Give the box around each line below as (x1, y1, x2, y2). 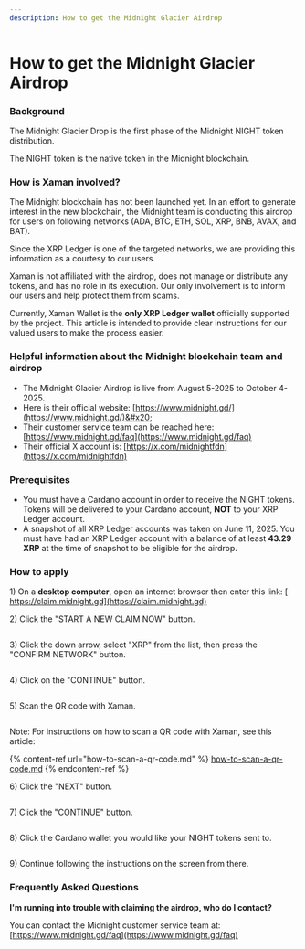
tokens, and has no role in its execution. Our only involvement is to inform (9, 281, 286, 292)
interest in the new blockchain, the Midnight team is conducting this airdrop (9, 207, 293, 218)
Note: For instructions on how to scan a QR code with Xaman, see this (9, 726, 272, 737)
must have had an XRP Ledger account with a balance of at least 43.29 (22, 533, 292, 544)
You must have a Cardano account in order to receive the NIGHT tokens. (22, 495, 295, 505)
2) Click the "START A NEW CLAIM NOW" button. (9, 613, 195, 624)
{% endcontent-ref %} (44, 763, 130, 774)
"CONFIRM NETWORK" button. (9, 649, 126, 660)
